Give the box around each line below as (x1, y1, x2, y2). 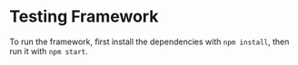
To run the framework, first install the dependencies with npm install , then (9, 36, 290, 47)
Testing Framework (9, 6, 159, 27)
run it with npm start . (9, 45, 88, 56)
